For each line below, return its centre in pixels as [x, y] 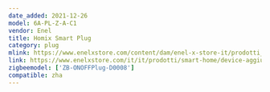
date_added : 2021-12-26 [48, 16]
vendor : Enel [30, 30]
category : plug [34, 46]
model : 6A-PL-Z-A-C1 [43, 23]
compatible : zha [35, 75]
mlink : [19, 53]
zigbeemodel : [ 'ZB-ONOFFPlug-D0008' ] [72, 68]
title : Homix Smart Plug [50, 38]
